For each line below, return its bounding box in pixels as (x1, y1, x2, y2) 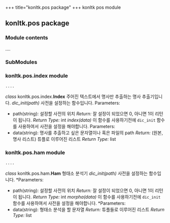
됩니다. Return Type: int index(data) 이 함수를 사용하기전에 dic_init (18, 117, 156, 123)
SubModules (5, 58, 38, 66)
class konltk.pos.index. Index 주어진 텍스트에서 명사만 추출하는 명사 (5, 93, 141, 100)
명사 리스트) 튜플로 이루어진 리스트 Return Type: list (12, 136, 116, 142)
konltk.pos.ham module (5, 149, 65, 156)
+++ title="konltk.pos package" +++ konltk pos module (5, 5, 121, 10)
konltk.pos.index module (5, 72, 69, 79)
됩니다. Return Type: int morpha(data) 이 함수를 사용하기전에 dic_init (18, 194, 161, 200)
